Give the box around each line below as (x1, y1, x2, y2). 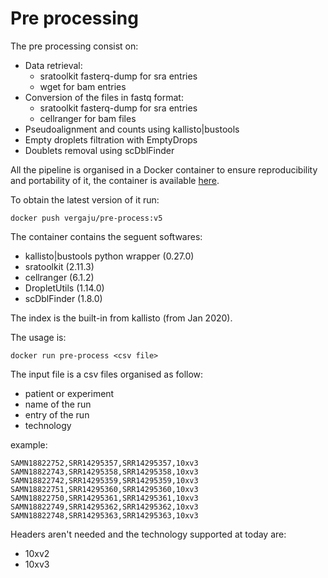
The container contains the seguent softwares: (10, 230, 203, 242)
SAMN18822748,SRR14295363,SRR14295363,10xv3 (10, 510, 199, 521)
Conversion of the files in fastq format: (24, 91, 184, 103)
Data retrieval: (24, 59, 83, 71)
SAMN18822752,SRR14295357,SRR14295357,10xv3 (10, 458, 199, 468)
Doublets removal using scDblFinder (24, 144, 175, 156)
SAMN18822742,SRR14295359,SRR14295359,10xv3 (10, 475, 199, 486)
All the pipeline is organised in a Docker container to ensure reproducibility (10, 163, 318, 176)
